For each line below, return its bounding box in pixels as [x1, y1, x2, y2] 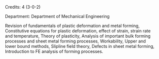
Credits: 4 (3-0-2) [5, 4, 41, 10]
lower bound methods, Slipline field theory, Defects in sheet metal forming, [5, 44, 155, 49]
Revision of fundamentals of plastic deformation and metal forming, [5, 23, 140, 29]
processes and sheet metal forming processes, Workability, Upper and [5, 38, 146, 44]
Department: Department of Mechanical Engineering [5, 14, 110, 19]
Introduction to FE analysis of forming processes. [5, 48, 103, 54]
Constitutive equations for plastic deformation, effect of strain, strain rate [5, 28, 151, 33]
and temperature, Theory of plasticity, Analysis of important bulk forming [5, 33, 151, 39]
